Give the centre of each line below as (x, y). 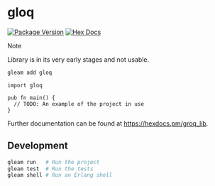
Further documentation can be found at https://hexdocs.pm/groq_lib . (108, 123)
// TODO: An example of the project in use (79, 104)
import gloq (25, 85)
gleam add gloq (30, 72)
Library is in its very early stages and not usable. (78, 59)
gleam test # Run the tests (50, 169)
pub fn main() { (31, 98)
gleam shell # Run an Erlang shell (60, 175)
